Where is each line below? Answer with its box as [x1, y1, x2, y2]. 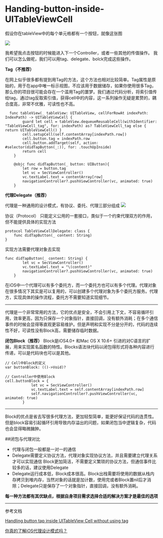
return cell [22, 149, 47, 154]
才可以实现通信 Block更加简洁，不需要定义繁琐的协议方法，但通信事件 [12, 458, 152, 464]
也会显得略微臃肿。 [5, 426, 44, 431]
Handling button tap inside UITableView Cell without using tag [5, 518, 129, 523]
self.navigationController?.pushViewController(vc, [31, 391, 138, 396]
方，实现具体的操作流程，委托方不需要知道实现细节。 [5, 294, 112, 300]
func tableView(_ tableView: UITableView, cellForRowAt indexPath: [9, 110, 149, 115]
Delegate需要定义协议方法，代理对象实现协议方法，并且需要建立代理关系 [12, 452, 158, 458]
